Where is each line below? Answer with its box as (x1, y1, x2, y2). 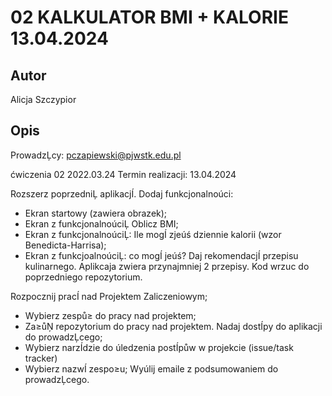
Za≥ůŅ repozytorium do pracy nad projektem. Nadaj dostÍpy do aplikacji (24, 320, 323, 332)
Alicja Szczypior (10, 94, 77, 105)
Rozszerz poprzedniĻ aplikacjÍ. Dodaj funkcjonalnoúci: (10, 187, 234, 200)
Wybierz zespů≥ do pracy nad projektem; (24, 309, 197, 321)
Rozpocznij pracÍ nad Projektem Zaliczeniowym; (10, 290, 208, 302)
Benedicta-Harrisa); (24, 239, 107, 251)
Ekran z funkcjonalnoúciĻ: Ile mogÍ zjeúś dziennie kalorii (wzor (24, 228, 282, 240)
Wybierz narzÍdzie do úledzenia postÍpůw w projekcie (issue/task (24, 341, 294, 353)
